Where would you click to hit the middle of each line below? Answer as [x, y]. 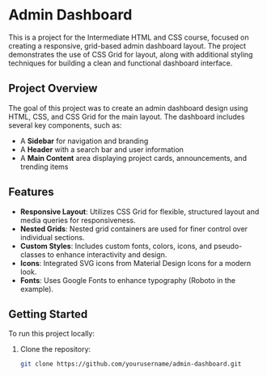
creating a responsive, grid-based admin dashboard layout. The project [127, 45]
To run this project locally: [52, 334]
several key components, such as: [65, 125]
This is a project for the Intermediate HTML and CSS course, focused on [129, 37]
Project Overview [53, 89]
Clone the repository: [55, 349]
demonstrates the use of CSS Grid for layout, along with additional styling [131, 54]
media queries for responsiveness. [78, 220]
